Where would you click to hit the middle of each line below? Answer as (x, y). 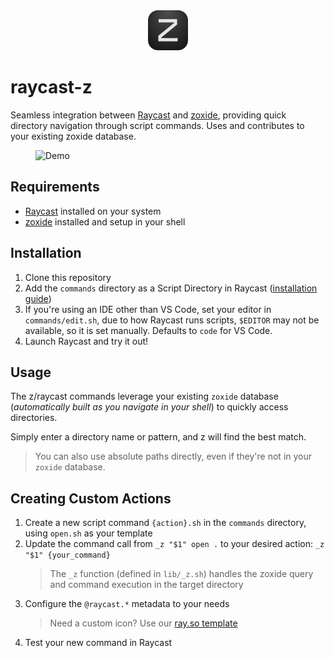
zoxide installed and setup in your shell (105, 221)
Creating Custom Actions (91, 498)
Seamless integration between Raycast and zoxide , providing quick (148, 115)
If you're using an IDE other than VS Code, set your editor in (148, 309)
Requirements (55, 187)
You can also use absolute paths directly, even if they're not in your (173, 456)
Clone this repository (68, 277)
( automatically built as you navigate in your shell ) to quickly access (149, 407)
